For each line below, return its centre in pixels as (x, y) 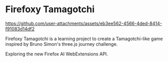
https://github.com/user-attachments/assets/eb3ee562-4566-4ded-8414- (84, 23)
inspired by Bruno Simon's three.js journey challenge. (62, 44)
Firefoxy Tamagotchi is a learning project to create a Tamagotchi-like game (84, 39)
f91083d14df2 (20, 28)
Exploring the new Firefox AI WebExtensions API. (57, 54)
